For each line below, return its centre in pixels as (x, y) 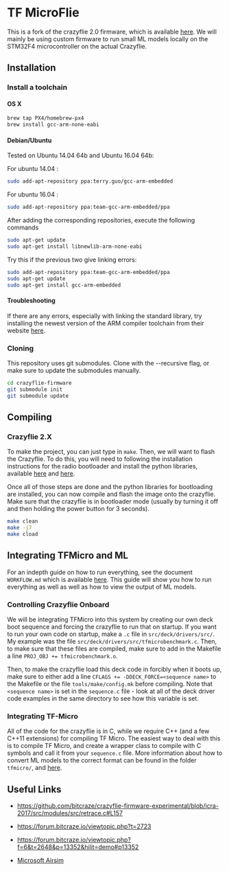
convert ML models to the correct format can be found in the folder (102, 760)
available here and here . (41, 474)
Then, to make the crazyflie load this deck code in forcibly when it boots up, (114, 669)
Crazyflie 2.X (30, 436)
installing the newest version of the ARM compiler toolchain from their (106, 323)
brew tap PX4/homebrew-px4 (46, 118)
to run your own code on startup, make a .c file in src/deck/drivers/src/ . (111, 634)
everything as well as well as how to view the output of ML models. (102, 587)
